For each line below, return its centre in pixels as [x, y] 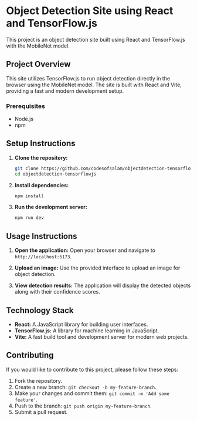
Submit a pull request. [41, 412]
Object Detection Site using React [90, 11]
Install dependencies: [42, 185]
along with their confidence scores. [57, 292]
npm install [29, 196]
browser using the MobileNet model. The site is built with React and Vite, [94, 85]
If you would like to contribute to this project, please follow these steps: [92, 369]
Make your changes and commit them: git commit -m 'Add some [92, 393]
